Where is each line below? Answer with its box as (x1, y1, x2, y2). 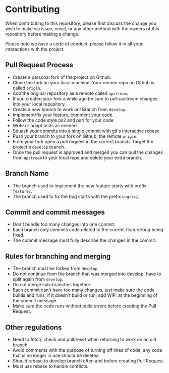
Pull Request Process (5, 61, 74, 69)
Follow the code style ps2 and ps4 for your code (12, 117, 114, 123)
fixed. (12, 232, 25, 238)
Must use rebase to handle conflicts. (12, 363, 89, 369)
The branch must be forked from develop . (12, 265, 99, 272)
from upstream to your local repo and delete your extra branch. (12, 154, 142, 161)
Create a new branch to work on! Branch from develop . (12, 106, 127, 112)
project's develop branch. (12, 144, 66, 150)
